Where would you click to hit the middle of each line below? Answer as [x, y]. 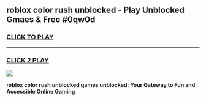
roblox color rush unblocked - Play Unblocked [96, 10]
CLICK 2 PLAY [28, 60]
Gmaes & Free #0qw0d [51, 20]
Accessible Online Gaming [41, 91]
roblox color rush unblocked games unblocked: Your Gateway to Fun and [101, 84]
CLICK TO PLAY [30, 37]
